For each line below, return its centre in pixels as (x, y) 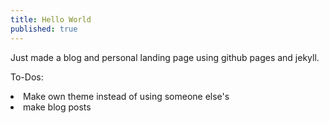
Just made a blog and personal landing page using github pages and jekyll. (165, 57)
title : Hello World (51, 19)
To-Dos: (27, 77)
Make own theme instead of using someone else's (126, 96)
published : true (44, 29)
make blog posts (57, 107)
